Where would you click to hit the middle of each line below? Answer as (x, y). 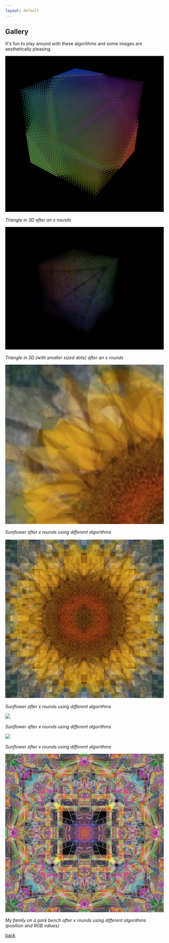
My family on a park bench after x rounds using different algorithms (76, 920)
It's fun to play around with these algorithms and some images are (74, 44)
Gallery (17, 32)
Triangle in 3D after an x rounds (38, 220)
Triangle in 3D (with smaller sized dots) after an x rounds (64, 358)
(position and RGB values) (32, 925)
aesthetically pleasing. (28, 49)
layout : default (22, 11)
